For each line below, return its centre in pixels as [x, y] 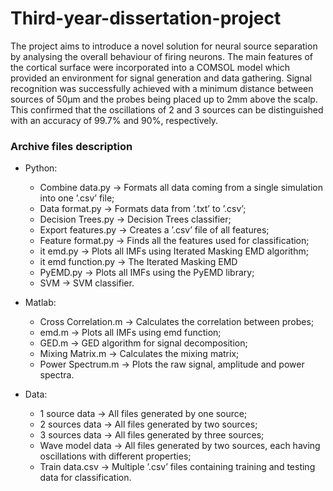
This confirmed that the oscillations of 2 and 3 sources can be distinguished [167, 109]
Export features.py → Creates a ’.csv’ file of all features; [154, 230]
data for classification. [85, 478]
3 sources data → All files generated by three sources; [152, 435]
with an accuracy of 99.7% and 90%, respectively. [114, 120]
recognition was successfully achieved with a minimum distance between [162, 88]
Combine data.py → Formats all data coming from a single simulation [181, 188]
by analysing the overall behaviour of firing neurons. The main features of [161, 56]
